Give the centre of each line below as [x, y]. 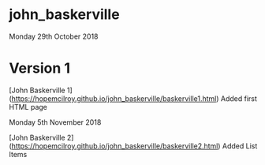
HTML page [28, 107]
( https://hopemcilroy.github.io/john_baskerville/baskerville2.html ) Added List [133, 146]
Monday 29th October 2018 [54, 36]
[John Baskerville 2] [41, 137]
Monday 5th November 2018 [55, 122]
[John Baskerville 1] [41, 90]
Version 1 [39, 68]
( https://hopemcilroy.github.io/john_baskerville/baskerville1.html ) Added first [133, 98]
